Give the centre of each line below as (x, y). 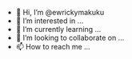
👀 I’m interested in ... (50, 21)
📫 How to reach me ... (53, 47)
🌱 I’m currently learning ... (58, 29)
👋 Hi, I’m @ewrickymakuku (60, 12)
